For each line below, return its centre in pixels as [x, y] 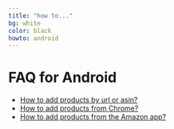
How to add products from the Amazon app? [93, 117]
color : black [30, 30]
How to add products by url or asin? [79, 100]
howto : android [34, 38]
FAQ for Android [63, 78]
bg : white [25, 23]
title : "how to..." [41, 16]
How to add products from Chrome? [79, 108]
